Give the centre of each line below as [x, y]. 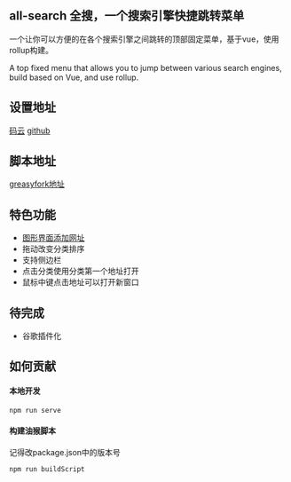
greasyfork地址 [37, 184]
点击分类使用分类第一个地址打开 [80, 271]
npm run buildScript [47, 469]
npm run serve [35, 410]
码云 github [30, 130]
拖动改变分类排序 [53, 249]
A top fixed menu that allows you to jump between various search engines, [145, 67]
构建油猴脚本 [32, 431]
